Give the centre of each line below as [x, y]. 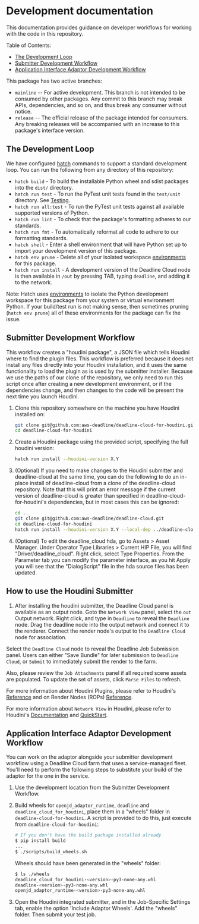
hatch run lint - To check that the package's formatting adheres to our [103, 219]
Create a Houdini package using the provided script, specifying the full [101, 442]
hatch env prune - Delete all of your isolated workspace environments [100, 257]
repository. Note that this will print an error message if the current [95, 489]
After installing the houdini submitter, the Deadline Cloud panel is [94, 605]
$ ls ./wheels [32, 874]
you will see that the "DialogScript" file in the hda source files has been [102, 566]
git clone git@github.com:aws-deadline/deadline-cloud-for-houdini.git [105, 425]
